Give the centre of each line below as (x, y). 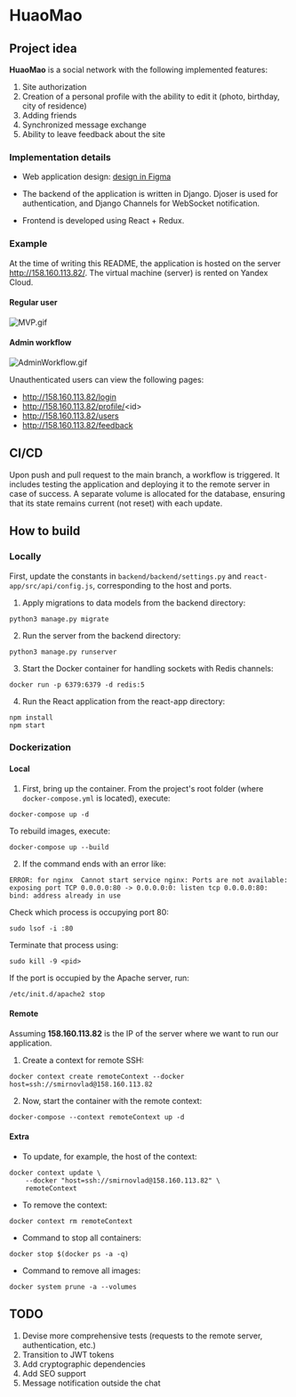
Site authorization (54, 87)
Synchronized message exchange (84, 125)
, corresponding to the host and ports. (163, 585)
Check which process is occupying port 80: (89, 912)
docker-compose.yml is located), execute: (96, 798)
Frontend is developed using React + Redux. (103, 221)
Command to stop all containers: (82, 1238)
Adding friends (49, 115)
